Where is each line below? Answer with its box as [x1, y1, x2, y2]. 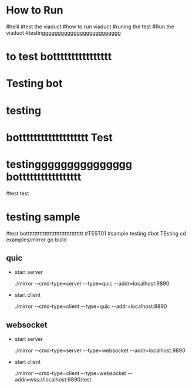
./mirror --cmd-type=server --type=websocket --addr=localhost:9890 [14, 347, 186, 354]
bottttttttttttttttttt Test [6, 131, 113, 144]
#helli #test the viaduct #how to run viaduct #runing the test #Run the [6, 23, 174, 30]
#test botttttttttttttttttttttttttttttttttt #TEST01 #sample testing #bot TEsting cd [6, 230, 186, 237]
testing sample [6, 210, 80, 224]
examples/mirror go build [6, 236, 68, 243]
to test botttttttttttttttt [6, 50, 112, 64]
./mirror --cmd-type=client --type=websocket [14, 370, 126, 377]
